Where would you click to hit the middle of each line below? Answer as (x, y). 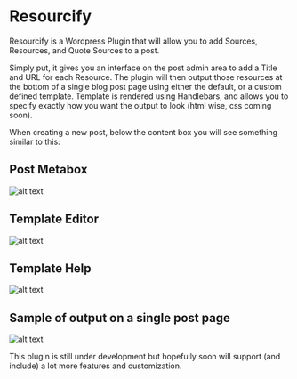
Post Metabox (48, 169)
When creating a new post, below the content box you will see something (144, 132)
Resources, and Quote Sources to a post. (84, 50)
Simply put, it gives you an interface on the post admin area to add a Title (143, 68)
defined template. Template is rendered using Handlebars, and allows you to (149, 96)
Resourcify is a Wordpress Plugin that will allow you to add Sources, (133, 41)
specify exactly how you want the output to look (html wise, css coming (140, 105)
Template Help (50, 268)
